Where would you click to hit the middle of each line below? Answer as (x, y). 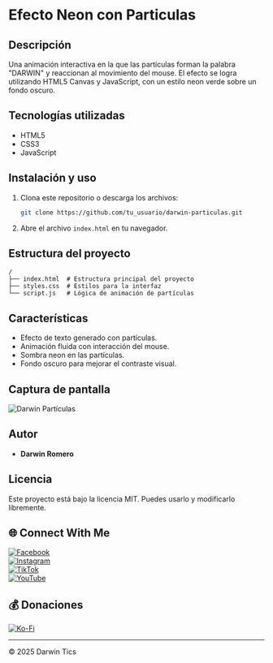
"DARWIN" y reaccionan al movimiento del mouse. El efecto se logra (123, 73)
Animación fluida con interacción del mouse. (95, 347)
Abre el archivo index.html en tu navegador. (94, 228)
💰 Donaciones (46, 605)
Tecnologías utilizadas (67, 116)
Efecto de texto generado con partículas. (89, 338)
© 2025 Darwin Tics (43, 652)
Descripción (40, 45)
